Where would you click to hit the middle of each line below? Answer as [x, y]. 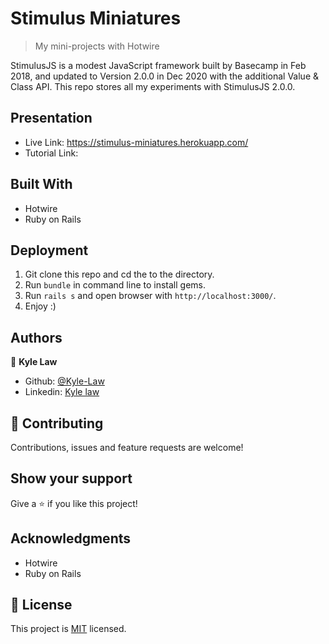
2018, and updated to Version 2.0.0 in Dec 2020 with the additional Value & [165, 76]
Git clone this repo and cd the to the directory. [119, 274]
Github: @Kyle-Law [64, 381]
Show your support [71, 478]
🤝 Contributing [57, 423]
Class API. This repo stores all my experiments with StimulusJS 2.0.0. [153, 86]
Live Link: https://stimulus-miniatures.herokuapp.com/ [136, 142]
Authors [36, 337]
